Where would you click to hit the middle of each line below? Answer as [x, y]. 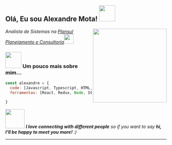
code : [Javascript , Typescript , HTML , [51, 88]
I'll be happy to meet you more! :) [41, 132]
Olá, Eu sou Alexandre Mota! [52, 19]
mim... [14, 72]
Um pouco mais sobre [50, 66]
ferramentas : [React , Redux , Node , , [89, 93]
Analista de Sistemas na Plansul [39, 31]
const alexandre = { [27, 83]
